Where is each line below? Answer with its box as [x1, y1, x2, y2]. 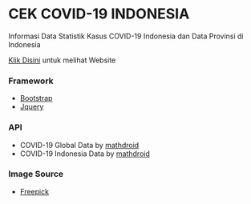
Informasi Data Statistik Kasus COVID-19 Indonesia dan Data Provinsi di [8, 31, 244, 41]
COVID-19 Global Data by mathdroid [19, 140, 140, 150]
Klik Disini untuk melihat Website [8, 55, 116, 65]
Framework [8, 75, 54, 86]
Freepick [19, 186, 50, 196]
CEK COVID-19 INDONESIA [8, 5, 190, 23]
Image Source [8, 169, 64, 180]
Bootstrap [19, 94, 53, 103]
